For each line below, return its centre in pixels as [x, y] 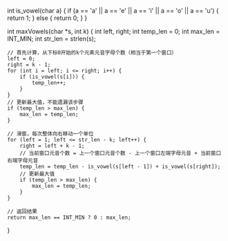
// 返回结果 [22, 211]
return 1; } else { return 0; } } [47, 18]
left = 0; [21, 59]
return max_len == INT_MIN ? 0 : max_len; [69, 218]
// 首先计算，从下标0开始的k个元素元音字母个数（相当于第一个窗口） [92, 52]
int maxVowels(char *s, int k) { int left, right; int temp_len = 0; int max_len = [114, 31]
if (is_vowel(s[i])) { [52, 77]
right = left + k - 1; [52, 146]
